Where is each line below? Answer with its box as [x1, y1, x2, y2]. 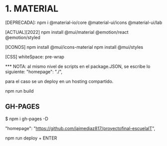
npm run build [5, 88, 34, 94]
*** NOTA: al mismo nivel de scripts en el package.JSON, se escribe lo [5, 63, 151, 69]
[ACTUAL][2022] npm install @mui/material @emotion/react [5, 29, 129, 35]
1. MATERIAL [5, 3, 59, 14]
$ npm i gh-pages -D [5, 116, 48, 122]
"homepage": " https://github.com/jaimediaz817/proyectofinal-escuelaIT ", [5, 125, 156, 131]
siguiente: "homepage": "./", [5, 68, 63, 75]
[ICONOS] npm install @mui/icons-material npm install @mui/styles [5, 44, 144, 50]
